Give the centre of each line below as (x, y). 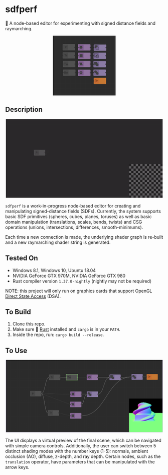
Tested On (22, 258)
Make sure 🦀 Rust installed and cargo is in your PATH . (66, 329)
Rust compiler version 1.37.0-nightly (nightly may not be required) (82, 281)
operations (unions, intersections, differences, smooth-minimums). (74, 227)
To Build (18, 312)
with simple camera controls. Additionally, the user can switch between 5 (81, 446)
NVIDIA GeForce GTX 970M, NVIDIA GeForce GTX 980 (69, 276)
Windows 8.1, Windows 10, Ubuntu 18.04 (54, 270)
